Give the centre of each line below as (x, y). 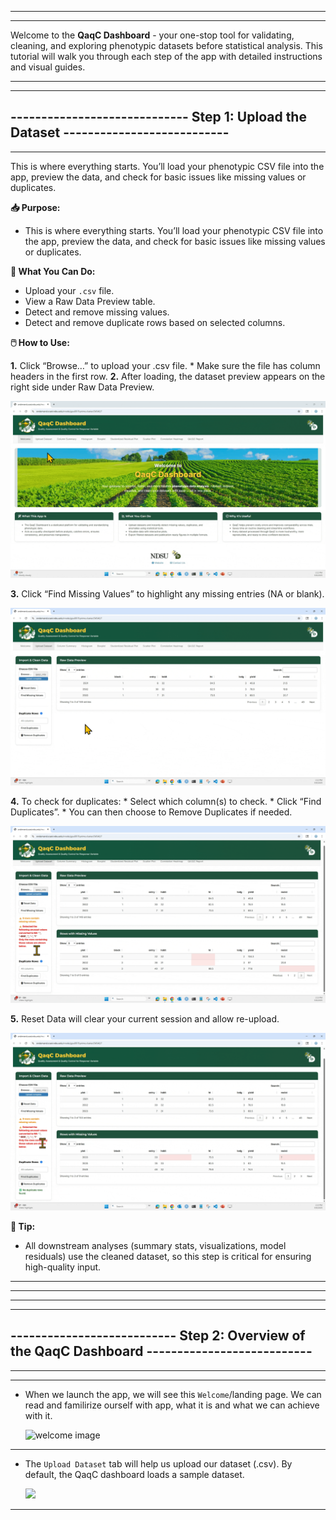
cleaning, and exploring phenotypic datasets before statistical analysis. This (166, 45)
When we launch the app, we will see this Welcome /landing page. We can (173, 1394)
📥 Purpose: (35, 207)
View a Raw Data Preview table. (90, 301)
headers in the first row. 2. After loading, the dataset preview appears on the (168, 376)
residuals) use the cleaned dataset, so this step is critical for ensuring (168, 1256)
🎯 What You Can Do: (53, 271)
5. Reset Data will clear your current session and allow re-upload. (145, 1019)
